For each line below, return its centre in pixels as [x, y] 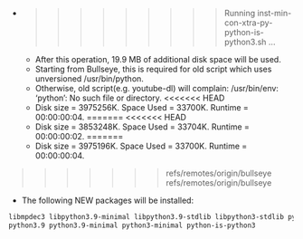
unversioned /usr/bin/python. [89, 79]
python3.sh [245, 42]
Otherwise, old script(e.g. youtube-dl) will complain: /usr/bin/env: [157, 88]
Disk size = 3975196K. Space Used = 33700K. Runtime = [141, 146]
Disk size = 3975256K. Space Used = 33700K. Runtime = [142, 107]
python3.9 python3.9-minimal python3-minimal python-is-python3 [132, 225]
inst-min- [274, 13]
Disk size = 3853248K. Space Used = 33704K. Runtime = [142, 127]
